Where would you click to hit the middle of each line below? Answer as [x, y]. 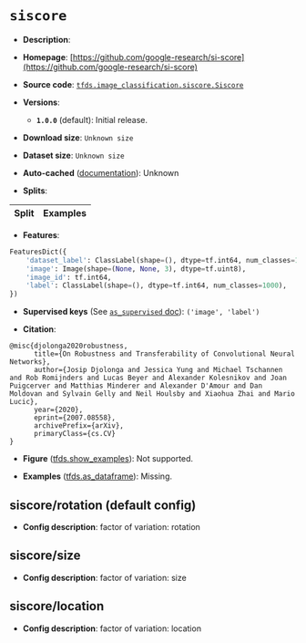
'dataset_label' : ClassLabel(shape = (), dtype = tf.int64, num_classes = [161, 260]
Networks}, [30, 362]
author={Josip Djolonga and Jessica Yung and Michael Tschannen [158, 370]
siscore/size [45, 556]
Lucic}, [24, 402]
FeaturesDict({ [38, 252]
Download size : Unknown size [78, 137]
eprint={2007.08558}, [75, 418]
